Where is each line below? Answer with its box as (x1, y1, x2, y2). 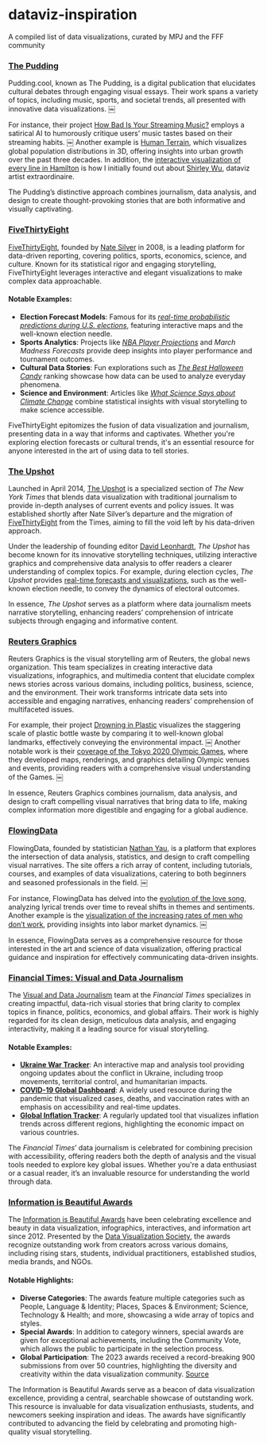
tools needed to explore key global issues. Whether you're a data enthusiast (8, 1160, 257, 1169)
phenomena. (19, 380, 62, 389)
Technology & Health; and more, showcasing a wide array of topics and (19, 1309, 254, 1319)
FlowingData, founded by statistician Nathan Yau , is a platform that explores (8, 843, 257, 853)
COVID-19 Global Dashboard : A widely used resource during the (19, 1085, 233, 1095)
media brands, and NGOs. (8, 1257, 93, 1266)
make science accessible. (19, 404, 105, 415)
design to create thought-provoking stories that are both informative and (8, 196, 246, 205)
